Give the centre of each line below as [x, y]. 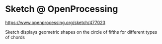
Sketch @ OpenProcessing [62, 9]
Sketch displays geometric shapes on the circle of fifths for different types [81, 32]
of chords [15, 37]
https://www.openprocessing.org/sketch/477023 [55, 22]
